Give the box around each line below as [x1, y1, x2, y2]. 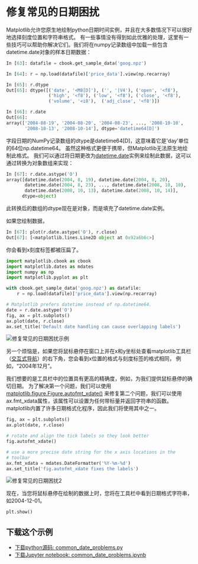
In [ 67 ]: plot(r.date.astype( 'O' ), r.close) [6, 229, 118, 235]
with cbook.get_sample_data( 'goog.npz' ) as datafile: [6, 286, 142, 291]
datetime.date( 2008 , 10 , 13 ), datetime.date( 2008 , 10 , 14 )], [24, 188, 178, 194]
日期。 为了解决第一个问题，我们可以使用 [11, 382, 111, 389]
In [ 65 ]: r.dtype [6, 81, 49, 88]
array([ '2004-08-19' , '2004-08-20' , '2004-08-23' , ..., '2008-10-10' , [6, 120, 184, 126]
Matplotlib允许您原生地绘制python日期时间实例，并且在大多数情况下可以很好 [6, 26, 193, 33]
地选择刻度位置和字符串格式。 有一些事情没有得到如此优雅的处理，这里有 [6, 33, 184, 40]
